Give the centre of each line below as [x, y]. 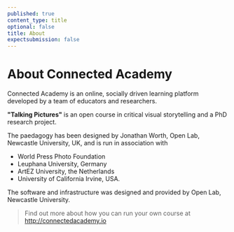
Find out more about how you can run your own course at [107, 213]
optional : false [31, 27]
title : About [26, 33]
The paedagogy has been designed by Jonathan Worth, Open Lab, [103, 136]
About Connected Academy [90, 74]
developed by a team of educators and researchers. [82, 101]
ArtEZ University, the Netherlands [66, 171]
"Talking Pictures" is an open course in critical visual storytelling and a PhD [117, 115]
